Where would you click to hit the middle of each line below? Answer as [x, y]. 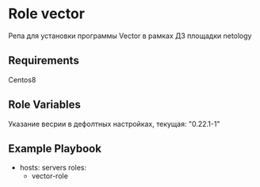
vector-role [50, 176]
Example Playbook [55, 149]
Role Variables [44, 105]
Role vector [47, 14]
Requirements [44, 61]
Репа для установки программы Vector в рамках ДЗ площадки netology [130, 36]
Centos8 [22, 79]
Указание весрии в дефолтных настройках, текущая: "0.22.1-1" [114, 124]
